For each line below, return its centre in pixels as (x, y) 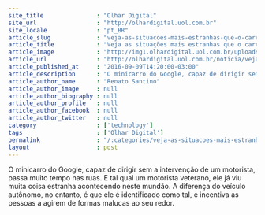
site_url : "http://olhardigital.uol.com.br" (112, 23)
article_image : (54, 52)
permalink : (54, 140)
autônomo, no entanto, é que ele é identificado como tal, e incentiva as (123, 195)
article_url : (54, 60)
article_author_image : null (63, 89)
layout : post (63, 147)
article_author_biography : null (63, 96)
